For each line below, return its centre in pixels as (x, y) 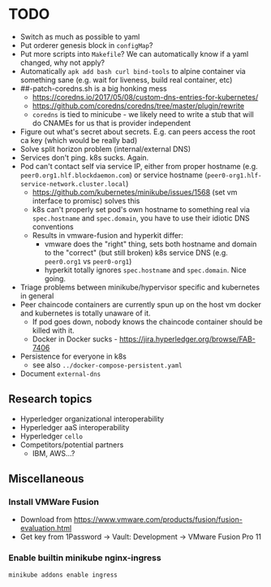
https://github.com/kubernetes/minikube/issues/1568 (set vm (135, 192)
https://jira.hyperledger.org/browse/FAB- (187, 339)
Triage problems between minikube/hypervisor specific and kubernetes (140, 287)
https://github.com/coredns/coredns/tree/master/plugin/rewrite (138, 106)
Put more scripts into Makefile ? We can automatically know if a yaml (134, 54)
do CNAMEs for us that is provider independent (112, 123)
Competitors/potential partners (72, 445)
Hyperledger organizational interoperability (92, 419)
